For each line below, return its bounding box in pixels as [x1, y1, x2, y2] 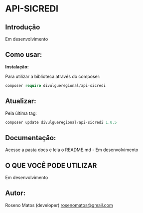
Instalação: [5, 63, 29, 70]
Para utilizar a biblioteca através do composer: [5, 73, 101, 79]
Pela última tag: [5, 110, 37, 116]
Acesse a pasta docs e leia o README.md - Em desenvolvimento [5, 147, 139, 153]
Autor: [5, 189, 26, 198]
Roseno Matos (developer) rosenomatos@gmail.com [5, 202, 113, 208]
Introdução [5, 23, 40, 31]
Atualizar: [5, 97, 36, 105]
